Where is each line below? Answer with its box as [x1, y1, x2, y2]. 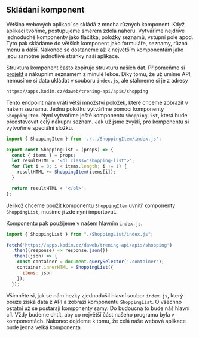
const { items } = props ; [11, 152, 76, 158]
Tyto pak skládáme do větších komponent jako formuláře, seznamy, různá [6, 40, 188, 47]
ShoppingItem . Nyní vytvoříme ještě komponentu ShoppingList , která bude [6, 111, 188, 119]
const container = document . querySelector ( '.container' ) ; [17, 259, 164, 265]
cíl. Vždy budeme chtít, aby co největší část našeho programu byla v [6, 311, 174, 318]
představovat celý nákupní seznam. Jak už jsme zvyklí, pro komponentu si [6, 118, 189, 125]
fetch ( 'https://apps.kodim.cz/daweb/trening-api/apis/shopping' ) [6, 242, 172, 248]
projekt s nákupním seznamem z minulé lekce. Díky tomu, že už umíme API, [6, 70, 192, 77]
